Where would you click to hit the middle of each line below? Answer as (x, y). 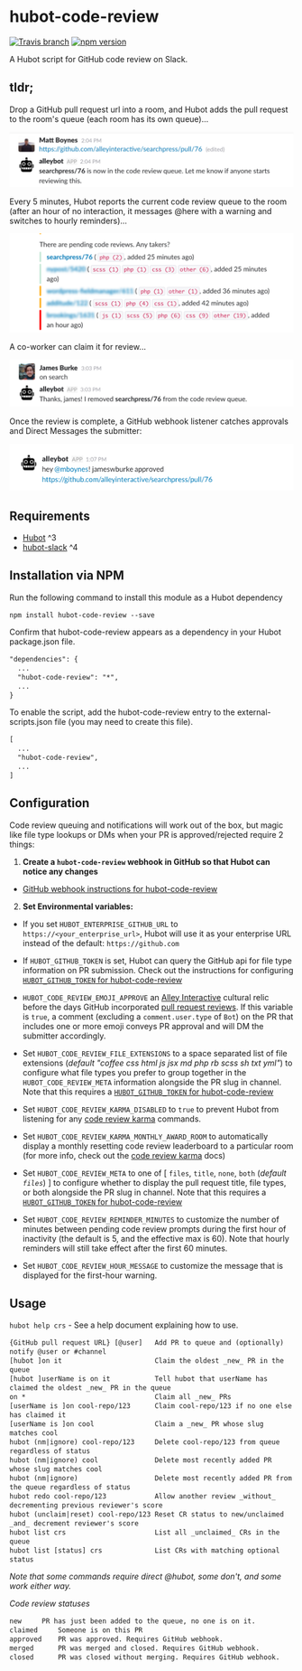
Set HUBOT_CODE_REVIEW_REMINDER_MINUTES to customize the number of (151, 1219)
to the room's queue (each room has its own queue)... (109, 118)
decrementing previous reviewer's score (87, 1506)
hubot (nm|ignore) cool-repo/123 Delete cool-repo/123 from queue (145, 1442)
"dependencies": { (44, 659)
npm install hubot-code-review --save (82, 615)
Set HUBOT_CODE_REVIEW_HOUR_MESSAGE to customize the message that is (153, 1265)
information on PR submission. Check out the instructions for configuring (158, 970)
